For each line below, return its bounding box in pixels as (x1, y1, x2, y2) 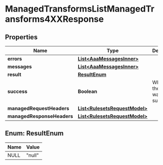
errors (7, 56, 22, 62)
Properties (5, 33, 38, 41)
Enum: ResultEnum (5, 129, 64, 137)
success (7, 88, 28, 95)
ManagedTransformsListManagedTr (5, 3, 155, 15)
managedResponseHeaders (7, 113, 74, 120)
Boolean (78, 88, 98, 95)
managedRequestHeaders (7, 105, 69, 112)
